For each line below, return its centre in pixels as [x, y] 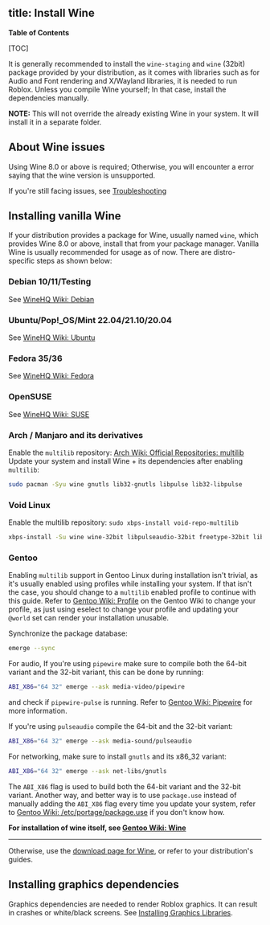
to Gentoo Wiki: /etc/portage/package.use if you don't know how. [117, 812]
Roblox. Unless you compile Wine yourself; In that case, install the [117, 89]
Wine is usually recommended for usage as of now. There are [110, 252]
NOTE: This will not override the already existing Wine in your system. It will [134, 113]
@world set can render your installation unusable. [89, 618]
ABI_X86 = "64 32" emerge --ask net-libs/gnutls [88, 771]
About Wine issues [57, 147]
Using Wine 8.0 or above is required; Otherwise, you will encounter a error [131, 166]
